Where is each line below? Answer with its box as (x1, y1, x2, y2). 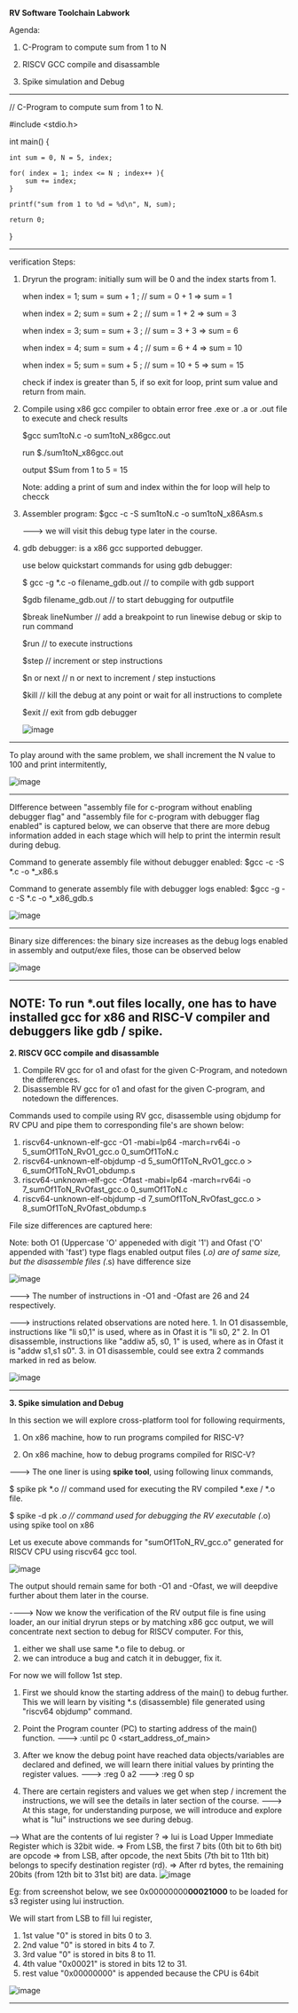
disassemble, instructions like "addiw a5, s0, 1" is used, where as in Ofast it (9, 1336, 284, 1346)
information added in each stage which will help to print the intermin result (9, 830, 281, 841)
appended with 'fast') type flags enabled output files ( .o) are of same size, (9, 1246, 281, 1257)
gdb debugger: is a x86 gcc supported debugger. (21, 543, 203, 553)
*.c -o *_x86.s (9, 866, 59, 877)
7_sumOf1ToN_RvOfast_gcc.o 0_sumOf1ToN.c (21, 1184, 188, 1195)
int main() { (9, 137, 51, 146)
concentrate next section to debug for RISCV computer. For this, (9, 1626, 244, 1637)
